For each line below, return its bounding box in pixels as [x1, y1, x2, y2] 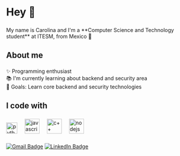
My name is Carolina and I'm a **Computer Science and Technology [6, 27, 175, 34]
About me [6, 50, 43, 60]
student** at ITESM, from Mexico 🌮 [6, 33, 92, 40]
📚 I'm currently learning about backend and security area [6, 75, 147, 82]
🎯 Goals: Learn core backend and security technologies [6, 83, 142, 91]
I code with [6, 100, 48, 110]
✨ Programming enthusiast [6, 68, 72, 75]
